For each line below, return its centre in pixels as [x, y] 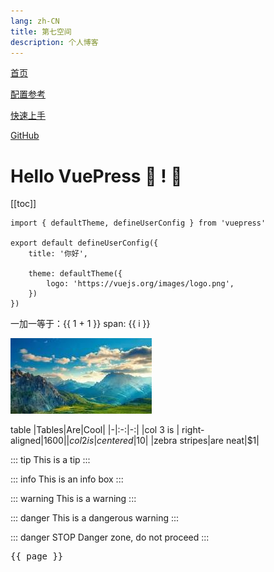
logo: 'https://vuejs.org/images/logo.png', [140, 284]
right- [193, 430]
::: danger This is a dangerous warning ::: [95, 518]
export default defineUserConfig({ [84, 243]
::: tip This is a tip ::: [50, 460]
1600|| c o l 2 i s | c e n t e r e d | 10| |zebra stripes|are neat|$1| [151, 441]
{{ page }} [37, 556]
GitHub [25, 136]
